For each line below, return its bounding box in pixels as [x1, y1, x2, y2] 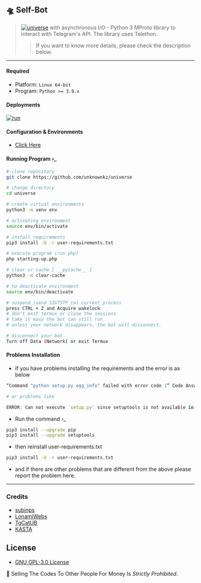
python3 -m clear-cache [6, 272, 66, 278]
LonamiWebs [14, 512, 48, 520]
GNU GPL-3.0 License [14, 558, 69, 566]
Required [6, 68, 30, 75]
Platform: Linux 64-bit [14, 81, 72, 88]
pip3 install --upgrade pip [6, 426, 77, 433]
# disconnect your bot [6, 333, 63, 339]
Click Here [14, 142, 41, 149]
